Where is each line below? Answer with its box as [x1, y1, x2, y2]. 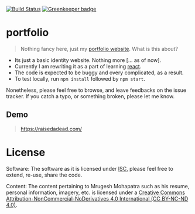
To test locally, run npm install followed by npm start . [14, 75, 145, 82]
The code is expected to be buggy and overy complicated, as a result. [14, 69, 184, 76]
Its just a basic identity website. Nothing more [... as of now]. [14, 56, 162, 64]
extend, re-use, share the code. [6, 171, 83, 178]
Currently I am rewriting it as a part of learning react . [14, 63, 142, 70]
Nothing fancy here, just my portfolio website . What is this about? [20, 45, 179, 52]
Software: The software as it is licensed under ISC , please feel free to [6, 165, 174, 172]
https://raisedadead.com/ [20, 125, 82, 132]
